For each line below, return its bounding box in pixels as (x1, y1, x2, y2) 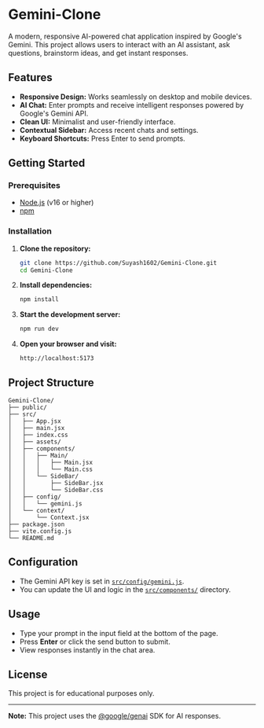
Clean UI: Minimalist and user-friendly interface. (19, 116, 176, 127)
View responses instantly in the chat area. (19, 645, 156, 654)
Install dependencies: (19, 281, 93, 290)
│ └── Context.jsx (8, 513, 90, 522)
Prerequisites (8, 180, 60, 191)
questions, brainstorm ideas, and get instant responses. (8, 48, 189, 57)
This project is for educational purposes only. (8, 689, 155, 698)
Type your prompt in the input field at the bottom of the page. (19, 628, 218, 638)
